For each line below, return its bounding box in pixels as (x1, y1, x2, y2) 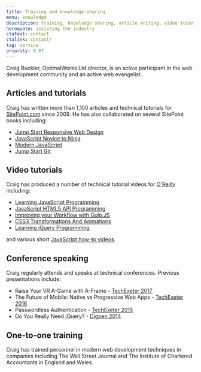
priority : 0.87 (6, 48, 44, 54)
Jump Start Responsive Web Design (14, 128, 104, 136)
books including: (6, 116, 47, 124)
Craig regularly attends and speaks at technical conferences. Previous (6, 269, 179, 277)
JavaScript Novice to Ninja (14, 134, 81, 142)
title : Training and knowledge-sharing (6, 8, 106, 15)
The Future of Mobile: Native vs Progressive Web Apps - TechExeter (14, 293, 184, 301)
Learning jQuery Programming (14, 224, 90, 232)
